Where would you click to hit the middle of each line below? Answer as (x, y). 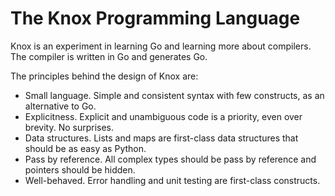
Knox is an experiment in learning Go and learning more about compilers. (161, 46)
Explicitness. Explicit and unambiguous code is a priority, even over (163, 116)
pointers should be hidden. (80, 169)
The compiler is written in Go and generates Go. (109, 56)
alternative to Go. (60, 106)
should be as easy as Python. (85, 148)
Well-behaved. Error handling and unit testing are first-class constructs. (172, 180)
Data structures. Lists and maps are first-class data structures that (161, 138)
